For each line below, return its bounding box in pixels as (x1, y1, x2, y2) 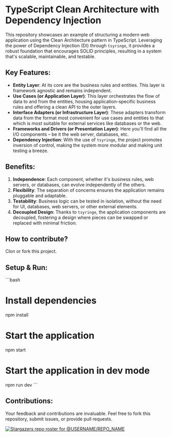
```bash (5, 277, 21, 283)
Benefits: (5, 162, 35, 171)
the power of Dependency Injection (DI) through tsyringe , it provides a (5, 42, 155, 48)
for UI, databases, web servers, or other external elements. (12, 203, 138, 209)
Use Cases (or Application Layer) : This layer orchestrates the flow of (12, 93, 160, 99)
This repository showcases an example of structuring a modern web (5, 31, 150, 38)
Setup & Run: (5, 263, 48, 272)
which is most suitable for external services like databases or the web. (12, 120, 162, 126)
